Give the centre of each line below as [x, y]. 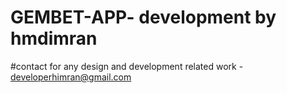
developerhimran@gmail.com [71, 77]
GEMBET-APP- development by [143, 17]
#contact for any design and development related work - [127, 66]
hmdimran [54, 38]
